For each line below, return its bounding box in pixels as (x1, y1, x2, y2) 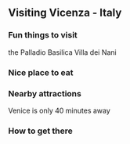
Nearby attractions (8, 88, 82, 99)
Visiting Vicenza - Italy (8, 6, 122, 20)
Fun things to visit (8, 30, 78, 41)
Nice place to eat (8, 67, 74, 77)
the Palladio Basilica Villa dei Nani (8, 47, 117, 57)
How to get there (8, 125, 73, 136)
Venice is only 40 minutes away (8, 106, 111, 115)
